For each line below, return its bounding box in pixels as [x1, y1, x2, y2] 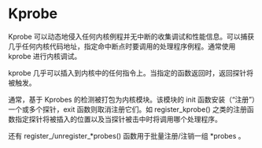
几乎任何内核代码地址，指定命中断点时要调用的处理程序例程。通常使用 [8, 41, 236, 51]
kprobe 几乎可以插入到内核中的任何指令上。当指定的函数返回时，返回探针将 [8, 68, 254, 77]
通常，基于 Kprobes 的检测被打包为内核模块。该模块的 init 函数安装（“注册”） [8, 94, 256, 104]
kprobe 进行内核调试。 [8, 51, 82, 61]
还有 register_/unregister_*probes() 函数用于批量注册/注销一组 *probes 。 [8, 131, 245, 140]
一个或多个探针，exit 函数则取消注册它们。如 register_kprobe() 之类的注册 [8, 104, 248, 114]
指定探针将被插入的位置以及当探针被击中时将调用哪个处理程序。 [14, 114, 222, 124]
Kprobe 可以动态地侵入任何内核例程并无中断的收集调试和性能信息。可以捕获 [8, 31, 255, 41]
